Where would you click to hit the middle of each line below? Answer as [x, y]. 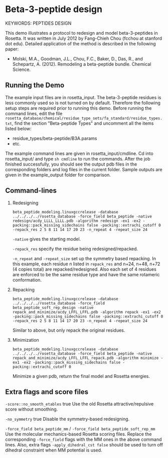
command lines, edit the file [34, 113]
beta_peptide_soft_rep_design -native [53, 308]
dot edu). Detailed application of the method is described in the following [81, 43]
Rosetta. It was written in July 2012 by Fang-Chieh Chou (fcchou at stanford [83, 38]
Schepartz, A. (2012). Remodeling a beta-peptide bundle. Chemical [82, 64]
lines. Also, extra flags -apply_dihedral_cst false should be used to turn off [84, 445]
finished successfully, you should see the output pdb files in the [71, 164]
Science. [22, 69]
